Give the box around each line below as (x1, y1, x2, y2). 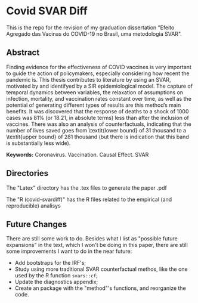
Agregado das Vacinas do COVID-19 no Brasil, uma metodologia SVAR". (6, 30, 182, 37)
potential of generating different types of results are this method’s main (6, 101, 181, 109)
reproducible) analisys (6, 202, 61, 209)
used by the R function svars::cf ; (14, 272, 98, 279)
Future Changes (6, 219, 67, 229)
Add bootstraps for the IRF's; (14, 259, 86, 267)
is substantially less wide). (6, 139, 71, 147)
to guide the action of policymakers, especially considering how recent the (6, 70, 190, 77)
